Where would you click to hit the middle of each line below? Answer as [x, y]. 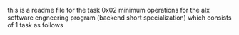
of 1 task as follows [35, 25]
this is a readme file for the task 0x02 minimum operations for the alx [109, 10]
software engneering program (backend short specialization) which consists [119, 17]
